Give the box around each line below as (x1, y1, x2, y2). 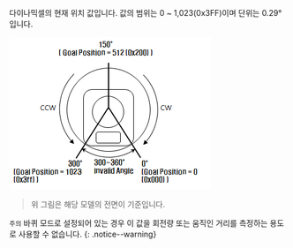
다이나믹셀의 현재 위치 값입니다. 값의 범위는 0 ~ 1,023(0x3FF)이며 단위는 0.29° (9, 8, 282, 18)
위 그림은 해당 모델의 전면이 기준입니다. (30, 199, 166, 209)
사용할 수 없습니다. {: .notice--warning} (18, 229, 157, 239)
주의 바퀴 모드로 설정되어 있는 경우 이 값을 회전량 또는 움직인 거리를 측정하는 (9, 218, 268, 228)
